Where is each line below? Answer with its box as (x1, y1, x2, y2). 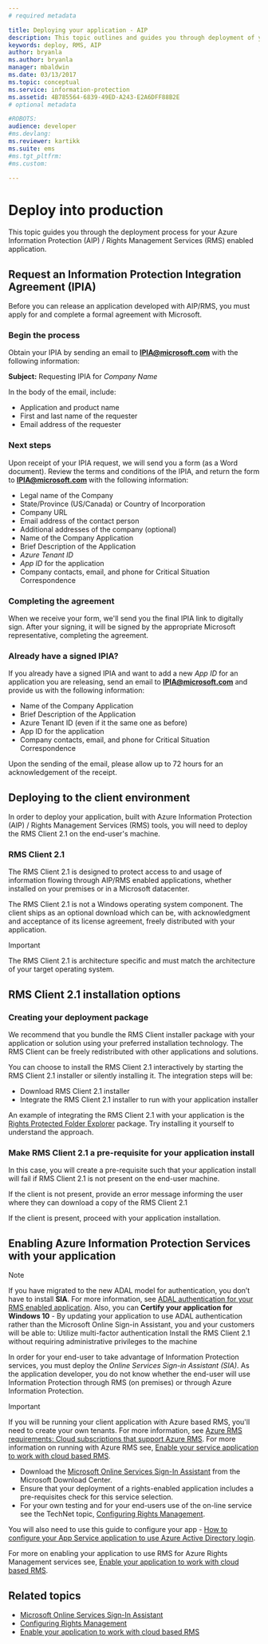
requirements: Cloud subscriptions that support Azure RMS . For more (8, 1435, 236, 1444)
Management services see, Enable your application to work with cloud (8, 1557, 239, 1567)
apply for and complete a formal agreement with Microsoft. (8, 309, 202, 320)
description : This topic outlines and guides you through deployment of (8, 34, 255, 42)
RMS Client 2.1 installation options (8, 988, 181, 1001)
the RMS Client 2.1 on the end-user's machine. (8, 829, 161, 839)
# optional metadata (8, 101, 77, 109)
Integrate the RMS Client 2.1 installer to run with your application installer (19, 1095, 258, 1104)
